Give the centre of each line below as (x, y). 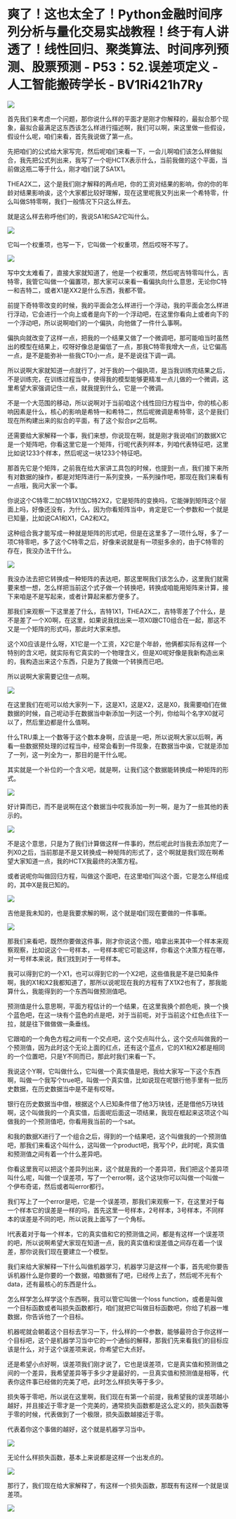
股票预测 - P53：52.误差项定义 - (125, 67)
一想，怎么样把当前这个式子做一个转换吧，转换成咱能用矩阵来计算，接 (127, 587)
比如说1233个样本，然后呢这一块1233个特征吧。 (77, 453)
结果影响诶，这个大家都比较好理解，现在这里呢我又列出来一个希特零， (121, 192)
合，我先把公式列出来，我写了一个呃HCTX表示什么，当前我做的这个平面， (114, 160)
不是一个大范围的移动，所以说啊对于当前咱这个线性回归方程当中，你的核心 (115, 402)
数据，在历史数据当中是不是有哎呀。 (65, 1088)
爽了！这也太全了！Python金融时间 (109, 14)
